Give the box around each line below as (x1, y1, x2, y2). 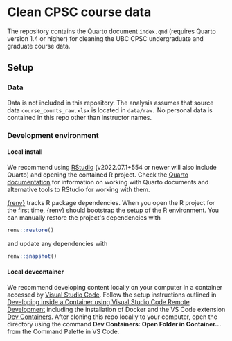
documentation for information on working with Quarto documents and (7, 177, 209, 186)
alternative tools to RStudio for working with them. (7, 185, 150, 193)
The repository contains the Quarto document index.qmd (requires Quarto (7, 27, 216, 35)
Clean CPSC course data (7, 4, 152, 20)
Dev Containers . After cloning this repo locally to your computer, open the (7, 313, 218, 321)
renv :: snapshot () (7, 252, 57, 260)
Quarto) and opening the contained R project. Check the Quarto (7, 170, 189, 179)
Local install (7, 148, 43, 156)
